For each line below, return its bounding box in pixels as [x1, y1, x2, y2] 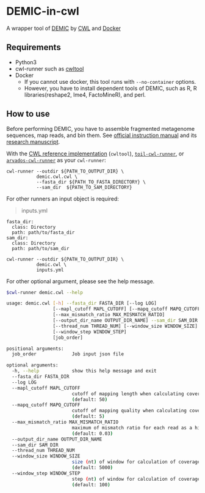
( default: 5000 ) [71, 465, 113, 471]
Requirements [6, 42, 61, 53]
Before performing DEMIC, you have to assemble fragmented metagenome [6, 125, 195, 132]
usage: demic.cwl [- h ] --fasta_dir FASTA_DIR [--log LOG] [6, 300, 157, 306]
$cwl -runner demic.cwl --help [6, 289, 84, 295]
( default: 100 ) [71, 481, 111, 487]
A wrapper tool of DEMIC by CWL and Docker [6, 24, 121, 32]
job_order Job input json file [12, 351, 124, 357]
